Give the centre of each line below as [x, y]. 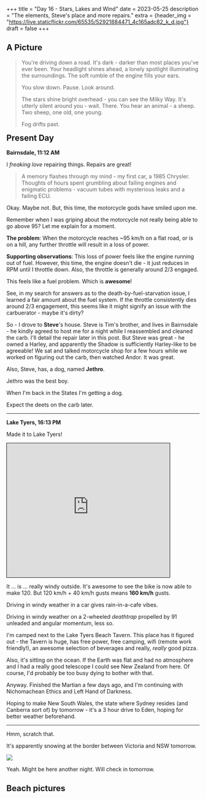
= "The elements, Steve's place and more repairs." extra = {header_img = [99, 15]
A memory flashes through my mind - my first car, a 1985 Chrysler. [105, 176]
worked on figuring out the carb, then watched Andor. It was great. [91, 357]
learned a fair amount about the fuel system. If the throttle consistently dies [101, 299]
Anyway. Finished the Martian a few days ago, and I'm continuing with [95, 685]
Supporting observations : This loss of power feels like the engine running [100, 256]
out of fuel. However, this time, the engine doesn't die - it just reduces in [97, 262]
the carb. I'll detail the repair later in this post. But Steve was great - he [96, 337]
